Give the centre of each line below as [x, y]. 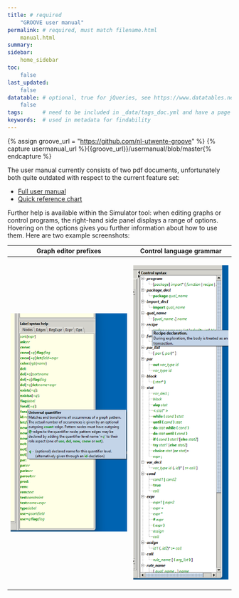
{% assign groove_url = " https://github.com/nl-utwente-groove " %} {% [111, 141]
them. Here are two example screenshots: [69, 235]
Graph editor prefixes [69, 251]
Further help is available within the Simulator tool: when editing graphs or [115, 213]
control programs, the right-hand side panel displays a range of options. [113, 220]
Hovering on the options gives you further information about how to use [112, 228]
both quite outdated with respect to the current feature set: [94, 177]
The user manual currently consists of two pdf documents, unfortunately [114, 170]
